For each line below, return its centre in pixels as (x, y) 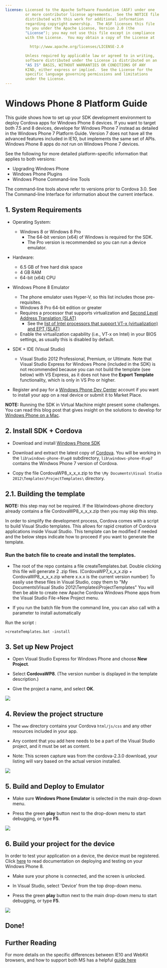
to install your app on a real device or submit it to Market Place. (77, 395)
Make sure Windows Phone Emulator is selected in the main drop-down (87, 798)
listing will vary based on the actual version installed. (67, 761)
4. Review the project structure (54, 714)
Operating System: (32, 222)
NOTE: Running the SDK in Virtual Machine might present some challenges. (83, 405)
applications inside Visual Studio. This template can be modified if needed (81, 531)
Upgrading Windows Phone (41, 168)
